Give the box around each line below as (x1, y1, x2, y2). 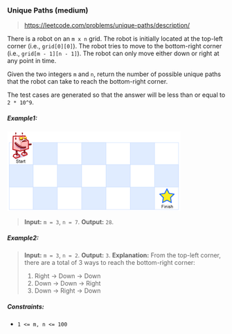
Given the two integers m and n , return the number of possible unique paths (7, 70, 222, 78)
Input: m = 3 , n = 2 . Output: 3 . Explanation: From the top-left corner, (24, 251, 222, 259)
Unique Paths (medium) (7, 6, 89, 15)
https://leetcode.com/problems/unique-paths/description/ (24, 21, 190, 30)
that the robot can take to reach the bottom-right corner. (7, 77, 168, 86)
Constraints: (7, 302, 44, 310)
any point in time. (7, 57, 57, 65)
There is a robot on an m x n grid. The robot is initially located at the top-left (7, 35, 223, 43)
